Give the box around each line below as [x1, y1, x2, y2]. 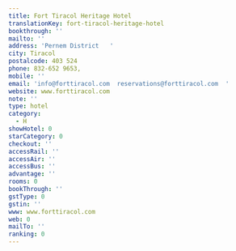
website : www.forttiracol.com [8, 87, 111, 96]
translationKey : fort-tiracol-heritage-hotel [8, 19, 164, 28]
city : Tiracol [8, 49, 57, 57]
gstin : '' [8, 200, 42, 208]
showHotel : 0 [8, 125, 53, 133]
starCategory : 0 [8, 132, 63, 140]
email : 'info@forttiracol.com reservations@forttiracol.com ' [8, 79, 230, 87]
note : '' [8, 95, 38, 103]
